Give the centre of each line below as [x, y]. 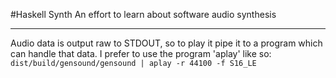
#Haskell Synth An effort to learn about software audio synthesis [143, 14]
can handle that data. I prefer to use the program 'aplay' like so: [141, 53]
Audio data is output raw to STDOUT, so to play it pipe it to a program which [166, 43]
